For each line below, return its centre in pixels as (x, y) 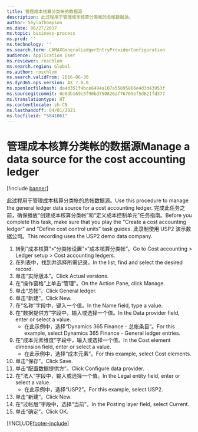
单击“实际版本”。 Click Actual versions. (62, 276)
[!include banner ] (28, 189)
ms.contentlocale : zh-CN (37, 105)
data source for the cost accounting (96, 159)
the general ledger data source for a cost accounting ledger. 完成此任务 (93, 208)
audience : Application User (41, 55)
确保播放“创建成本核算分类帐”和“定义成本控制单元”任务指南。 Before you (104, 215)
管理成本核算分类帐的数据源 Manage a (98, 146)
